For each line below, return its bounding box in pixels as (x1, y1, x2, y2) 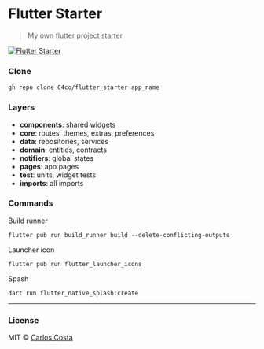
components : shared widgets (19, 120, 116, 129)
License (8, 314, 39, 325)
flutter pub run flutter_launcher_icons (8, 260, 143, 268)
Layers (8, 102, 35, 113)
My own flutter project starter (27, 31, 123, 40)
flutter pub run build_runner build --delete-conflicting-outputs (8, 231, 230, 239)
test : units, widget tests (19, 170, 97, 180)
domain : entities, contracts (19, 145, 108, 154)
